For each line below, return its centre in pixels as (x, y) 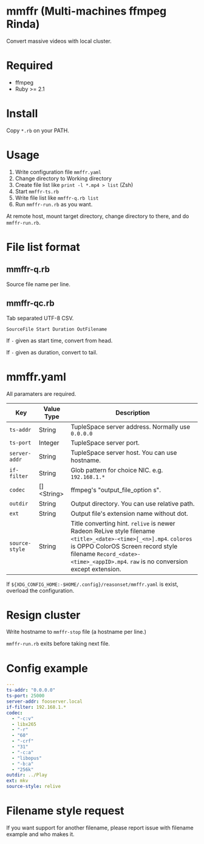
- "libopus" (27, 758)
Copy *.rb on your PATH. (38, 130)
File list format (43, 247)
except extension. (96, 569)
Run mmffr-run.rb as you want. (54, 204)
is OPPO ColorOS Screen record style (124, 546)
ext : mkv (17, 781)
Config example (47, 668)
